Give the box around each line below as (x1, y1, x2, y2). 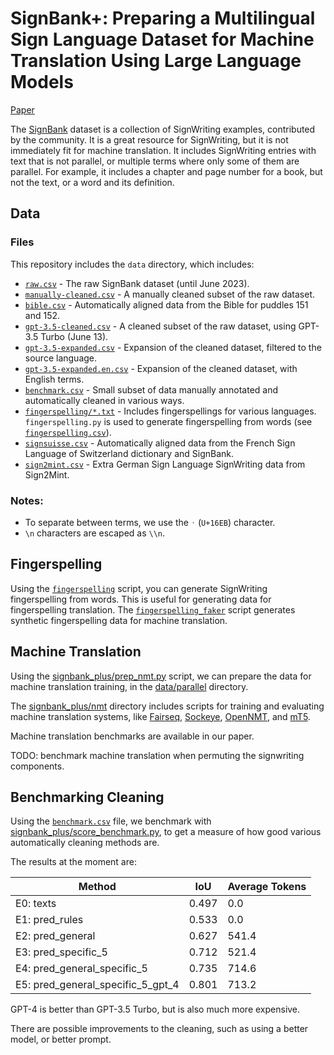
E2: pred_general (15, 929, 96, 943)
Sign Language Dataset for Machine (10, 28, 315, 51)
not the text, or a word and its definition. (10, 176, 175, 188)
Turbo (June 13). (40, 330, 109, 342)
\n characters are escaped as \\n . (24, 527, 166, 539)
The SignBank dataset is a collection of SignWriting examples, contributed (10, 123, 316, 135)
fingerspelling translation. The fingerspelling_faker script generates (10, 603, 296, 616)
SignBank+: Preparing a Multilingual (10, 7, 316, 30)
